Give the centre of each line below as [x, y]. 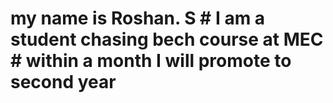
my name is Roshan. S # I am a [138, 18]
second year [63, 82]
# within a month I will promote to [151, 61]
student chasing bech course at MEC [167, 39]
